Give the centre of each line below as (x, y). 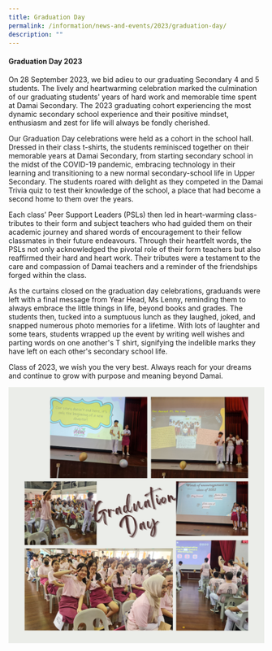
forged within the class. (47, 275)
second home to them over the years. (71, 198)
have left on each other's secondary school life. (88, 351)
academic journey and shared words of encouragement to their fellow (125, 232)
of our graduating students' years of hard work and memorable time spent (133, 97)
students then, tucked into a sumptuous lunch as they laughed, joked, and (132, 316)
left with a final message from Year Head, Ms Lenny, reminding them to (127, 299)
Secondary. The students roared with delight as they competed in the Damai (136, 181)
